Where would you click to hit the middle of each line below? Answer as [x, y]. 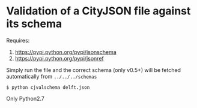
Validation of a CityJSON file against [98, 11]
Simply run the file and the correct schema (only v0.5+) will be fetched [94, 70]
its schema [34, 24]
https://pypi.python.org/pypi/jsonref [59, 58]
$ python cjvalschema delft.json [48, 87]
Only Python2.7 [26, 98]
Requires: [18, 40]
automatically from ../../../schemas [52, 76]
